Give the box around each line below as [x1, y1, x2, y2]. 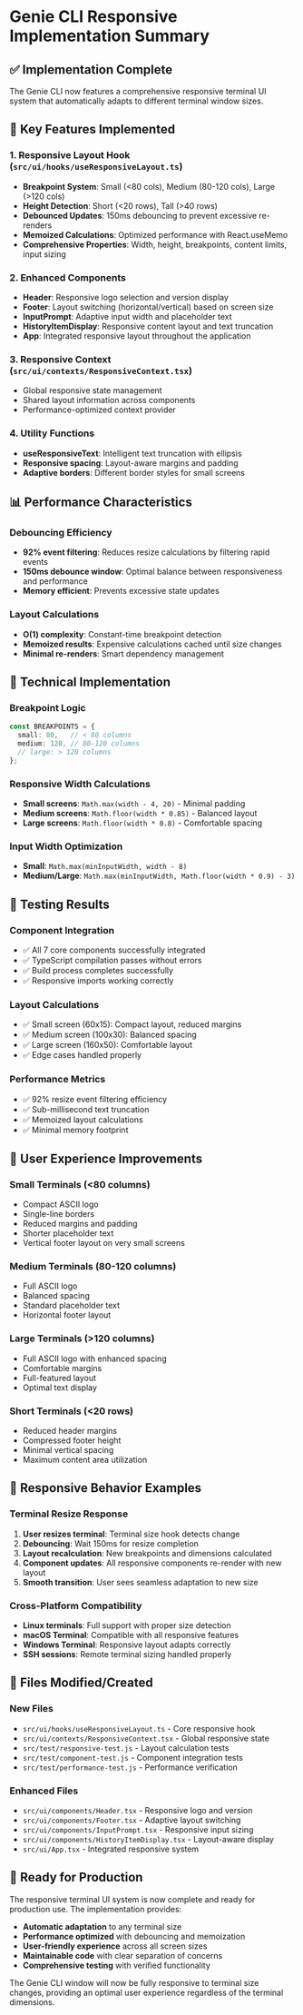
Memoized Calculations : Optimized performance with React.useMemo [22, 229, 288, 240]
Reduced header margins [22, 1426, 118, 1437]
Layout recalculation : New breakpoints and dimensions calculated [22, 1547, 272, 1558]
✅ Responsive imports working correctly [22, 974, 174, 986]
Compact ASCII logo [22, 1199, 99, 1210]
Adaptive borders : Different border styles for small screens [22, 467, 245, 478]
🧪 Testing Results [9, 896, 111, 912]
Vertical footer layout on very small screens [22, 1238, 186, 1249]
